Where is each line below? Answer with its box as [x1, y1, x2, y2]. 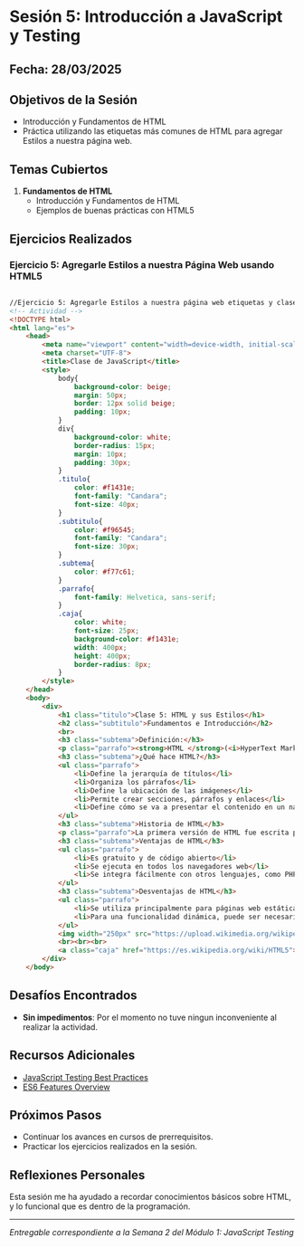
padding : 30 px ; [73, 458, 131, 467]
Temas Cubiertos [9, 161, 109, 177]
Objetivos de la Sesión [9, 92, 138, 108]
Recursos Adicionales [9, 1048, 136, 1063]
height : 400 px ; [73, 652, 131, 661]
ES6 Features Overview [22, 1081, 110, 1092]
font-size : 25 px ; [73, 626, 140, 635]
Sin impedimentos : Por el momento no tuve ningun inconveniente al [22, 1012, 278, 1023]
